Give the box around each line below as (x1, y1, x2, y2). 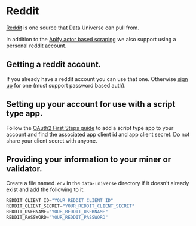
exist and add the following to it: (6, 186, 85, 193)
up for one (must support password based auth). (6, 82, 126, 89)
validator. (6, 164, 43, 174)
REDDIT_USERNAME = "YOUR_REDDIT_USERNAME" (6, 209, 109, 215)
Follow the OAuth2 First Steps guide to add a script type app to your (6, 124, 174, 131)
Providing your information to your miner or (6, 154, 171, 164)
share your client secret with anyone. (6, 137, 97, 144)
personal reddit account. (6, 42, 67, 49)
